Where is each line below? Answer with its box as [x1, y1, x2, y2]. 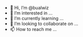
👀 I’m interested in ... [10, 10, 53, 16]
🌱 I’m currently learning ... [10, 15, 64, 21]
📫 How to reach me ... [10, 26, 57, 32]
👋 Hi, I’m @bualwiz [10, 5, 49, 10]
